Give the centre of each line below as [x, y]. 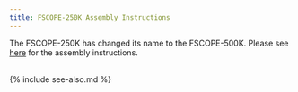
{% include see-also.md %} [61, 79]
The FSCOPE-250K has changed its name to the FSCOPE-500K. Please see [149, 43]
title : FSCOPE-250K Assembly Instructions [90, 17]
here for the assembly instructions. [74, 52]
